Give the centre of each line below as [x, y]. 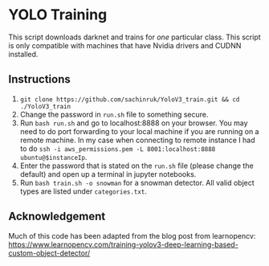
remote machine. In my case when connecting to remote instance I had [137, 140]
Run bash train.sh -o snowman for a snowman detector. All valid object [137, 182]
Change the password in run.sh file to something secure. [114, 114]
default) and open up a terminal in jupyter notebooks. [108, 174]
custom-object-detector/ [49, 253]
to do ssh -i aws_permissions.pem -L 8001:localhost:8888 [118, 148]
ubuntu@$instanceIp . [53, 157]
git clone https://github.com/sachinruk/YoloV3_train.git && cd [130, 99]
